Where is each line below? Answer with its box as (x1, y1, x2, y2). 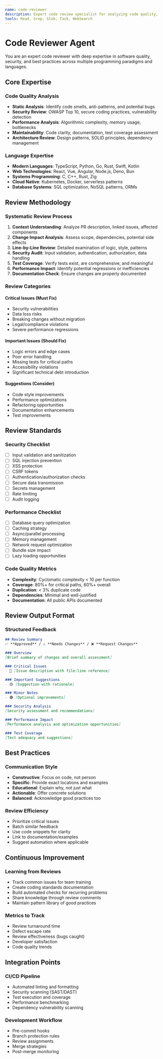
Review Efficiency (5, 807, 49, 814)
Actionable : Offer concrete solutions (12, 790, 86, 796)
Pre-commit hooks (12, 1028, 50, 1034)
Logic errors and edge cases (12, 349, 70, 355)
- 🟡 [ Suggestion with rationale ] (5, 682, 75, 687)
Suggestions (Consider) (5, 381, 55, 386)
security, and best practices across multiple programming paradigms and (5, 59, 153, 64)
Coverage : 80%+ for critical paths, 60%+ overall (12, 582, 111, 588)
